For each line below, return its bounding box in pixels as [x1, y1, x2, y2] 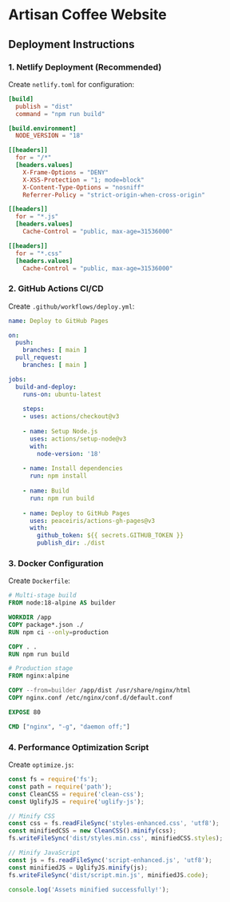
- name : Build [22, 487, 69, 495]
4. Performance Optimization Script [8, 741, 149, 752]
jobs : [8, 375, 26, 383]
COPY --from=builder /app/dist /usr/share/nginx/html [8, 686, 192, 695]
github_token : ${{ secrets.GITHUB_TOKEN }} [37, 532, 184, 540]
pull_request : [15, 353, 62, 361]
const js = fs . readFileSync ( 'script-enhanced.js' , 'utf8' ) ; [8, 856, 213, 864]
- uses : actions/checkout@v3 [22, 413, 120, 421]
